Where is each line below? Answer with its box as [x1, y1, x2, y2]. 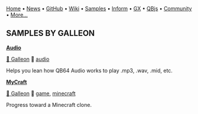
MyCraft [6, 78, 27, 85]
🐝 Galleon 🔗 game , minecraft [6, 90, 76, 97]
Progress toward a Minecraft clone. [6, 101, 92, 108]
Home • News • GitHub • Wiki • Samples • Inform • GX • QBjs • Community [6, 5, 192, 12]
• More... [6, 11, 28, 18]
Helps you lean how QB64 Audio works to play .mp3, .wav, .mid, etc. [6, 67, 173, 74]
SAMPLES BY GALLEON [6, 28, 95, 38]
